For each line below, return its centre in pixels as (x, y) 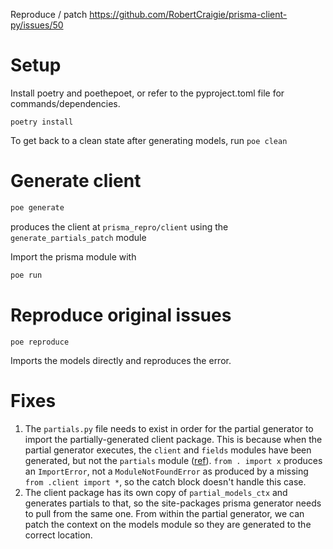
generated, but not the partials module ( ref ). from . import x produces (173, 460)
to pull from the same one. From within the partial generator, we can (164, 513)
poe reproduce (40, 342)
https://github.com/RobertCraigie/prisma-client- (188, 14)
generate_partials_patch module (78, 237)
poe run (26, 275)
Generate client (76, 181)
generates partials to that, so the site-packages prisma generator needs (173, 503)
